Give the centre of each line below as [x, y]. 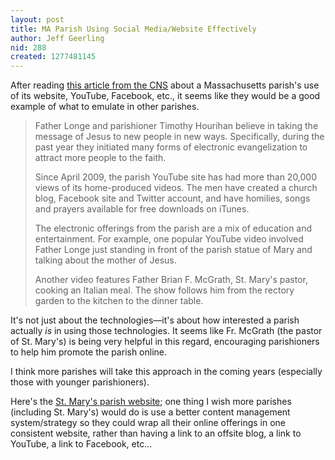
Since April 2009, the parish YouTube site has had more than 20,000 [176, 177]
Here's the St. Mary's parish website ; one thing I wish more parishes [151, 402]
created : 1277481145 [53, 57]
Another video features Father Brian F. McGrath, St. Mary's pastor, [171, 280]
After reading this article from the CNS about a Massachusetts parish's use [165, 85]
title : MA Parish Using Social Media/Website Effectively [133, 29]
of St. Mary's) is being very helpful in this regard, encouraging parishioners [165, 342]
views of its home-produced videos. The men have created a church [176, 188]
